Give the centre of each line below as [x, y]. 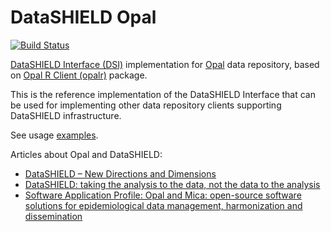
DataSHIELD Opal [83, 17]
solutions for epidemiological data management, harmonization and [163, 205]
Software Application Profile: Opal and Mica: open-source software [163, 195]
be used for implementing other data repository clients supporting [146, 105]
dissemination [53, 216]
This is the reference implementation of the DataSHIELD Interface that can [163, 94]
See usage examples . [54, 135]
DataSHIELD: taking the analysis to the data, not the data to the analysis [172, 184]
